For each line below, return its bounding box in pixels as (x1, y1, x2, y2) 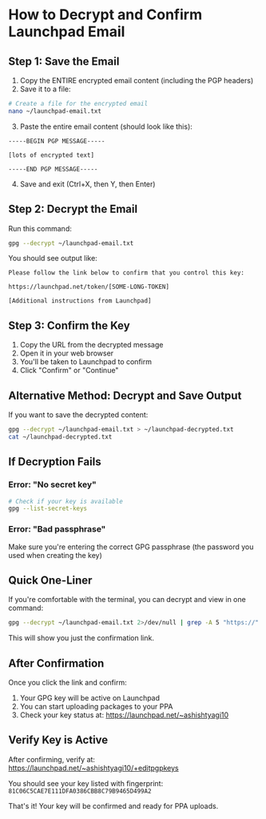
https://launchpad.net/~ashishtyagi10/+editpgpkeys (8, 763, 179, 773)
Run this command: (8, 223, 72, 233)
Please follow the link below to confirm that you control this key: (8, 269, 245, 277)
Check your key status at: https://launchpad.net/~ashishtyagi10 (19, 710, 229, 720)
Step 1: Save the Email (8, 54, 120, 68)
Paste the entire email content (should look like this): (19, 122, 193, 131)
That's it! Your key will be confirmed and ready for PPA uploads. (8, 801, 219, 810)
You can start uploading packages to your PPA (19, 702, 173, 712)
